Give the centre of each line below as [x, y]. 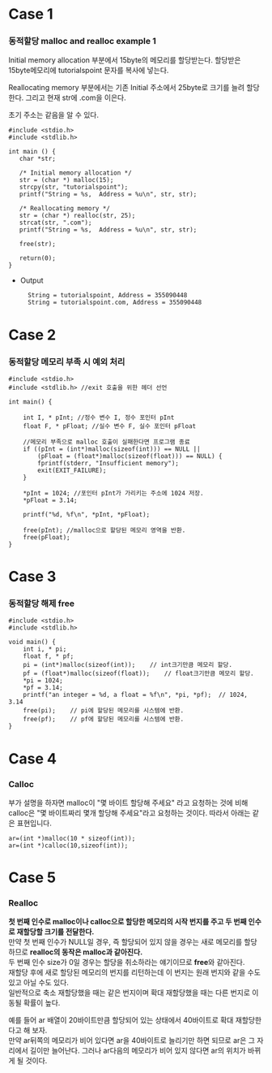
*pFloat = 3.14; [51, 500]
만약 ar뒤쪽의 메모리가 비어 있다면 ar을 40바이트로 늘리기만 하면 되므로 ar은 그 [132, 1041]
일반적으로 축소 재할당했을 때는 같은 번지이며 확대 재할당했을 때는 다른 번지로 [130, 993]
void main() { [32, 643]
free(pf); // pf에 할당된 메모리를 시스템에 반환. [104, 720]
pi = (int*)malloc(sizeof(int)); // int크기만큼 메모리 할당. [128, 665]
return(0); [38, 258]
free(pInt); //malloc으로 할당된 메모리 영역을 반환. [104, 530]
